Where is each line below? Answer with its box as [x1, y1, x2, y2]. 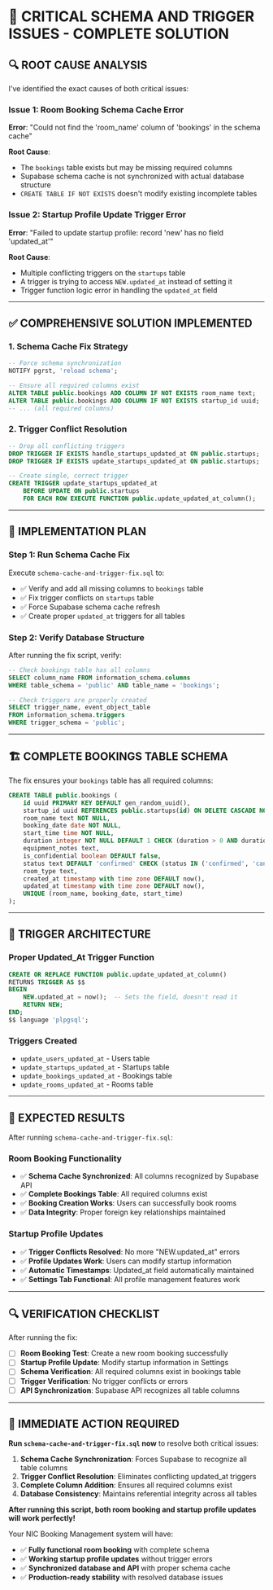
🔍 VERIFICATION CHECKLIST [8, 1307, 160, 1320]
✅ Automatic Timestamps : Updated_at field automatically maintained [19, 1265, 254, 1275]
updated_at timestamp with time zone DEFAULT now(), [23, 882, 206, 890]
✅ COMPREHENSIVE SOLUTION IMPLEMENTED [8, 316, 253, 330]
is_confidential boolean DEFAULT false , [23, 851, 162, 860]
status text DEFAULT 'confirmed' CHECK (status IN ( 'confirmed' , [23, 859, 249, 867]
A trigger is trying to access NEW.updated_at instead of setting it [19, 276, 233, 286]
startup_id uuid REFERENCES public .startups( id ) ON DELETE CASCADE [23, 806, 256, 815]
